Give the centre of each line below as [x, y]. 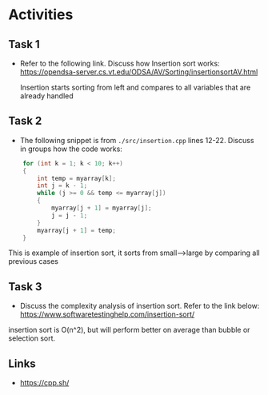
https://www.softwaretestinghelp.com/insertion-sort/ [107, 314]
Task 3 [25, 287]
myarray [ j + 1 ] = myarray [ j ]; [101, 208]
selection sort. [32, 338]
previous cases [33, 261]
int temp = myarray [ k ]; [76, 178]
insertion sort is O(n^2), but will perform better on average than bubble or [129, 330]
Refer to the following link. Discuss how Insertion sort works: [120, 63]
